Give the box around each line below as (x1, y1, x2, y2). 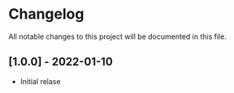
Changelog (8, 5, 84, 23)
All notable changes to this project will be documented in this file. (8, 32, 227, 41)
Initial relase (19, 76, 61, 86)
